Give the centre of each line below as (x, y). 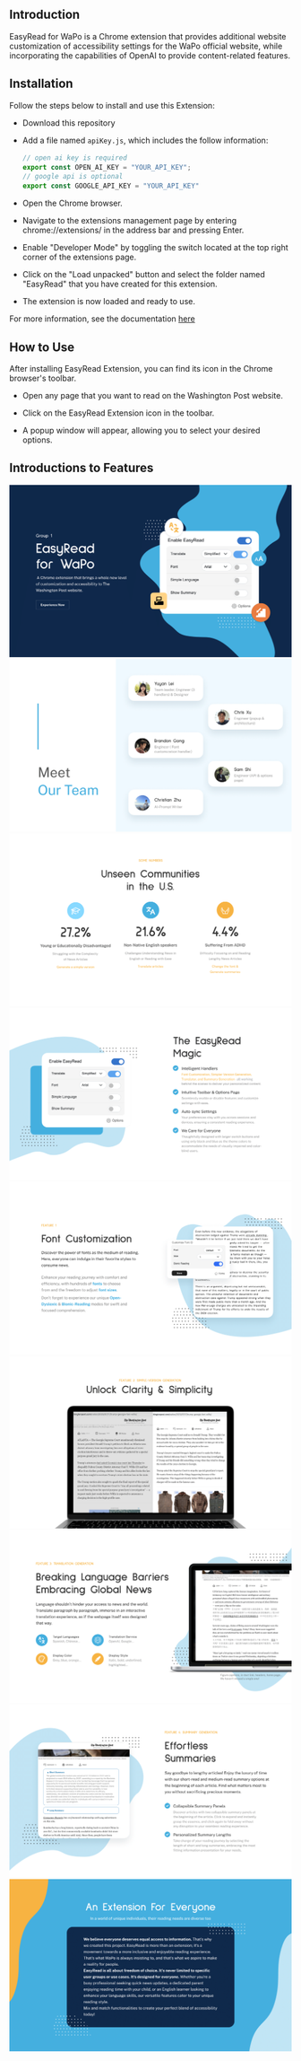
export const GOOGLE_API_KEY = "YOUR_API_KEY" (111, 186)
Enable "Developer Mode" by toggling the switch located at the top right (155, 248)
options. (37, 440)
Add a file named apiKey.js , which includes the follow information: (145, 140)
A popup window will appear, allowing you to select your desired (141, 430)
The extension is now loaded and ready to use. (108, 302)
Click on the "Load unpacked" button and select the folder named (144, 275)
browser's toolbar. (43, 378)
